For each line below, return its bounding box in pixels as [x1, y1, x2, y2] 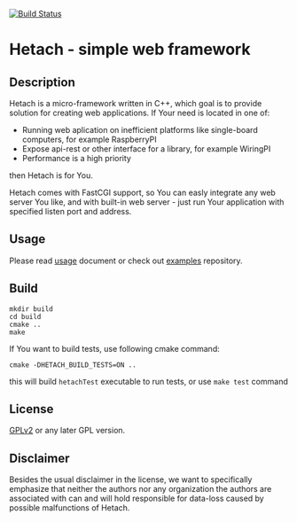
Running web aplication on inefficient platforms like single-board [21, 125, 259, 135]
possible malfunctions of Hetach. [9, 503, 130, 513]
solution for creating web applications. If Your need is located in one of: [9, 107, 270, 118]
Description [9, 74, 75, 90]
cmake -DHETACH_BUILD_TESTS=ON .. [9, 360, 137, 370]
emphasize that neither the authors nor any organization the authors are [9, 484, 272, 495]
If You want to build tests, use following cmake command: [9, 343, 220, 354]
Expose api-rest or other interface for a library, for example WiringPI [21, 144, 271, 154]
